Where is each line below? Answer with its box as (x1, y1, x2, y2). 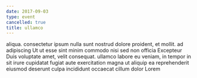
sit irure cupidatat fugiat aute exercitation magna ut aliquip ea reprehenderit (6, 59, 189, 66)
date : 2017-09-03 (6, 8, 49, 15)
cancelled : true (6, 19, 46, 25)
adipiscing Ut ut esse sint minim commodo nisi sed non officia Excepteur (6, 47, 182, 54)
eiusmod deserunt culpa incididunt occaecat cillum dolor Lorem (6, 65, 161, 73)
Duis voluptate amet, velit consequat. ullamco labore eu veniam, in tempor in (6, 53, 191, 60)
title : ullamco (6, 24, 44, 31)
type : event (6, 14, 35, 20)
